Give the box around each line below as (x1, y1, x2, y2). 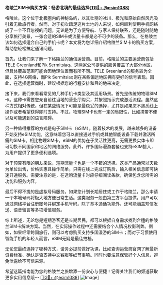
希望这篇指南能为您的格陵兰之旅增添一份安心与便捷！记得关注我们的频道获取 (5, 268, 158, 274)
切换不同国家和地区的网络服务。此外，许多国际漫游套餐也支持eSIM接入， (9, 144, 156, 149)
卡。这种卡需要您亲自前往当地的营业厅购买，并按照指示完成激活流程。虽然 (5, 97, 154, 102)
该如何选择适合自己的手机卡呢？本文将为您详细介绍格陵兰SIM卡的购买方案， (5, 39, 158, 45)
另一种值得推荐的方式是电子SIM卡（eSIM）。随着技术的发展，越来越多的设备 (5, 125, 157, 131)
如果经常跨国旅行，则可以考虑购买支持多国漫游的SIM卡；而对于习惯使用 (13, 229, 158, 235)
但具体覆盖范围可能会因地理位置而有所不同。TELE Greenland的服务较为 (5, 68, 148, 74)
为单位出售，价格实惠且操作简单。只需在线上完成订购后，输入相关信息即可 (5, 166, 154, 172)
